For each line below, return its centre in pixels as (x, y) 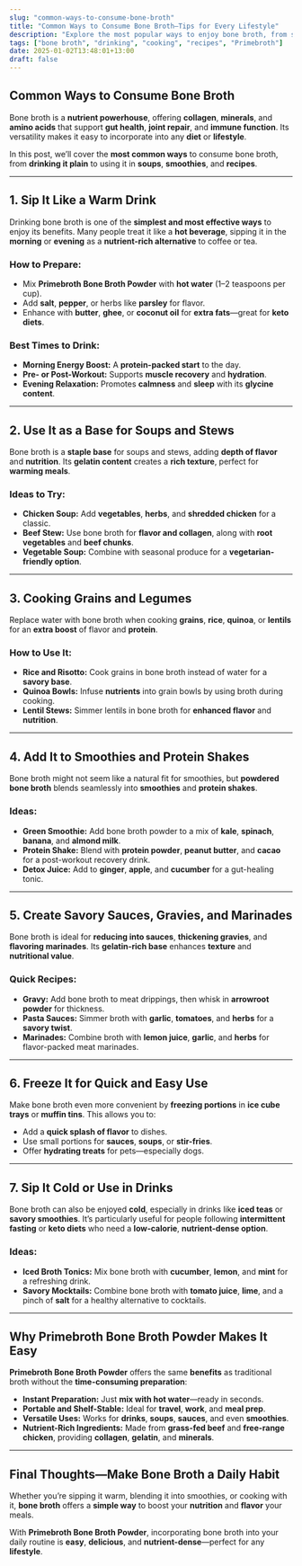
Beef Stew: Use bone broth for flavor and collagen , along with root (147, 533)
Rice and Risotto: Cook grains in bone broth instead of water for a (145, 672)
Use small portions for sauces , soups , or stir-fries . (117, 1142)
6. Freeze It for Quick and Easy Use (109, 1084)
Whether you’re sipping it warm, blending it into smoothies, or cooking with (148, 1496)
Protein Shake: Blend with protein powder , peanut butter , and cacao (151, 850)
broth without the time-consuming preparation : (98, 1382)
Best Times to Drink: (55, 345)
